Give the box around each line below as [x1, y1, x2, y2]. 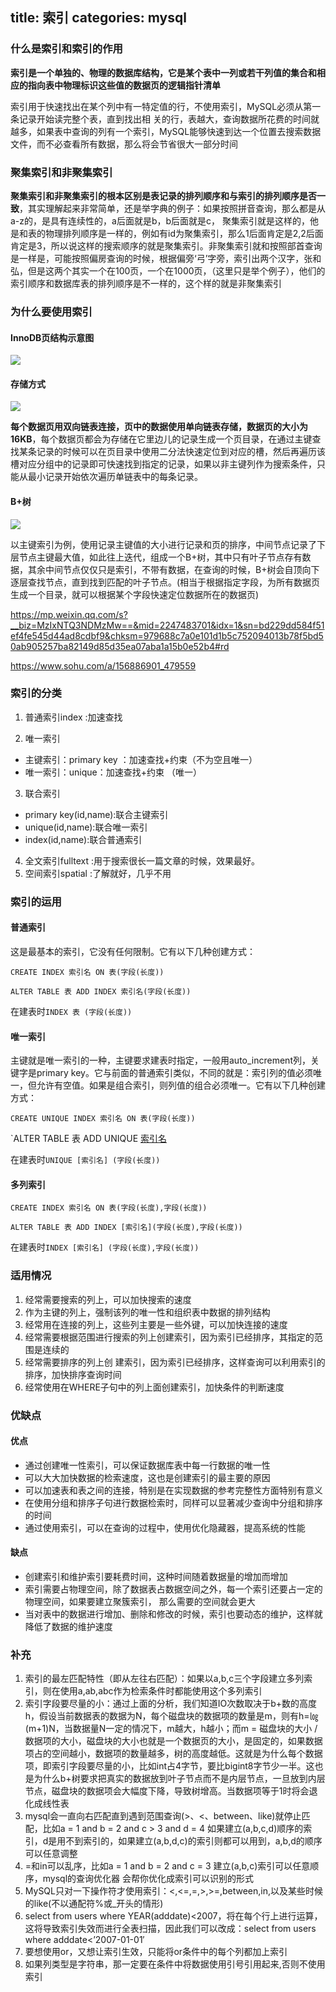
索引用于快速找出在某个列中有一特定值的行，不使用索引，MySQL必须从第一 [10, 100, 322, 112]
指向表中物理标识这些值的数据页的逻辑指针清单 [27, 79, 221, 91]
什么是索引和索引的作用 [10, 42, 123, 56]
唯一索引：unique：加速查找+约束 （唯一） [24, 766, 202, 778]
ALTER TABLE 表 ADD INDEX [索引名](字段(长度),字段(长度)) [10, 1223, 243, 1233]
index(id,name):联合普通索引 [24, 833, 143, 845]
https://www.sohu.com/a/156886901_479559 [10, 659, 197, 672]
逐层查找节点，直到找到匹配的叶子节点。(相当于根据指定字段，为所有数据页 [10, 576, 321, 588]
